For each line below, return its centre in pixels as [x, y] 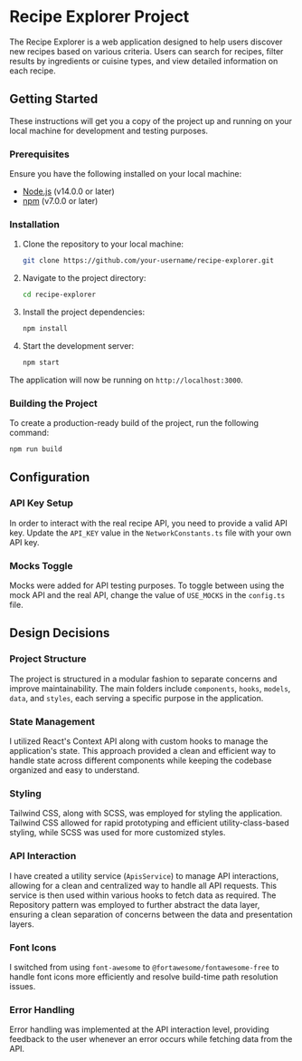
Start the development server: [78, 345]
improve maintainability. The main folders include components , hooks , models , [150, 688]
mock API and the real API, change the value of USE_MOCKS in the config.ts [147, 595]
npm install [45, 329]
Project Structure [48, 659]
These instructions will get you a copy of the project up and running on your [151, 121]
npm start [41, 362]
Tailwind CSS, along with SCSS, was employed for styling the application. [146, 814]
